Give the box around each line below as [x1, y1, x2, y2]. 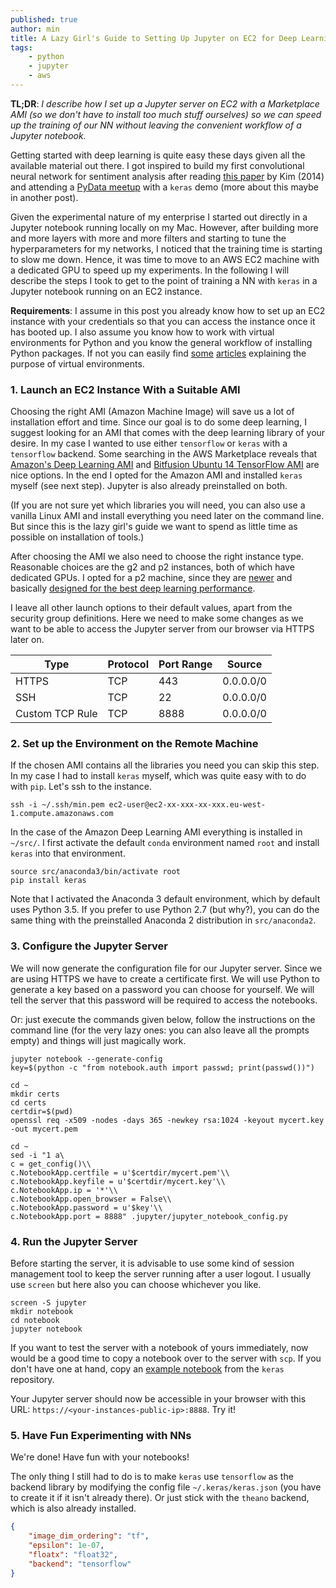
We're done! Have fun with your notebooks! [10, 1451, 190, 1463]
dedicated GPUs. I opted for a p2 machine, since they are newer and [10, 572, 293, 584]
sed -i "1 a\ [10, 1150, 65, 1160]
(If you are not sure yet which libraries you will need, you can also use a [10, 499, 306, 511]
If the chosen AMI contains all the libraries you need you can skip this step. [10, 759, 320, 771]
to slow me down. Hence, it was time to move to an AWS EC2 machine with [10, 253, 320, 265]
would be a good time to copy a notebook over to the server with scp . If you [10, 1352, 322, 1365]
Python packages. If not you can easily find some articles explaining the [10, 347, 307, 359]
